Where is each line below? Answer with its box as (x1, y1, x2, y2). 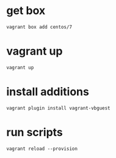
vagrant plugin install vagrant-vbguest (6, 105, 111, 111)
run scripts (6, 126, 63, 139)
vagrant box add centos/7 (6, 24, 72, 30)
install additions (6, 85, 90, 99)
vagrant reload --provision (6, 145, 78, 152)
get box (6, 4, 46, 18)
